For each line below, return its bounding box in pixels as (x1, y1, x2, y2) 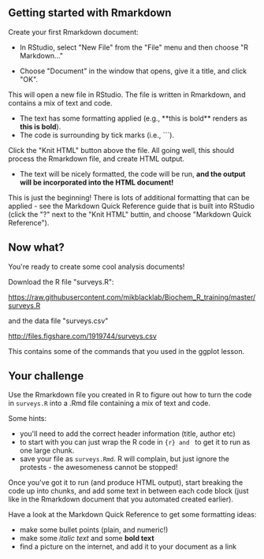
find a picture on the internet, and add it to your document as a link (19, 542, 237, 551)
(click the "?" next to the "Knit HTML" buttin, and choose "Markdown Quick (8, 209, 252, 219)
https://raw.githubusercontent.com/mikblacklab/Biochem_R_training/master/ (8, 292, 256, 302)
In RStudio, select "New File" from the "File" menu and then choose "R (19, 43, 249, 52)
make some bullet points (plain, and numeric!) (19, 525, 169, 535)
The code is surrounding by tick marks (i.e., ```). (19, 130, 175, 140)
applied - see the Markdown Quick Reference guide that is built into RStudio (8, 201, 255, 211)
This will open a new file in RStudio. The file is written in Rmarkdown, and (8, 90, 246, 99)
